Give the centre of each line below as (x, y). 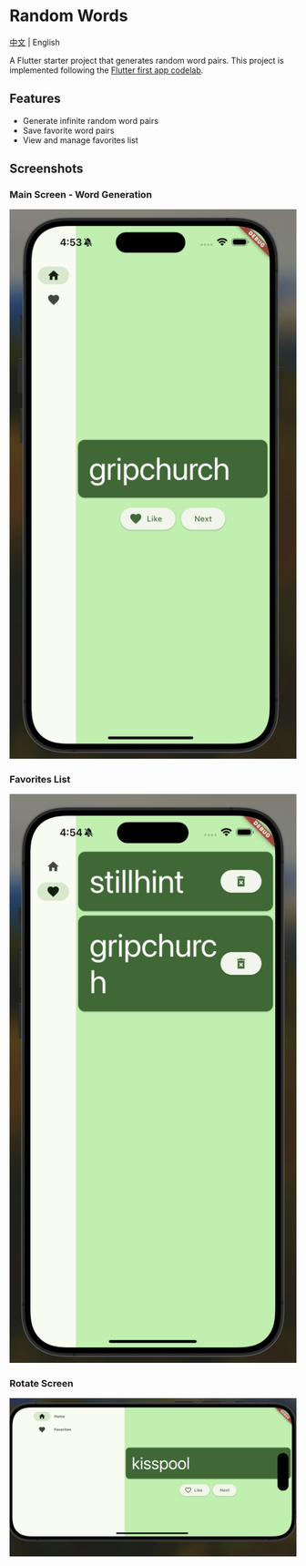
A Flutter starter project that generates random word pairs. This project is (147, 60)
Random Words (69, 16)
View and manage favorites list (80, 140)
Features (35, 99)
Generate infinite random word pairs (91, 120)
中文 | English (35, 42)
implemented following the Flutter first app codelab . (107, 70)
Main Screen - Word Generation (81, 195)
